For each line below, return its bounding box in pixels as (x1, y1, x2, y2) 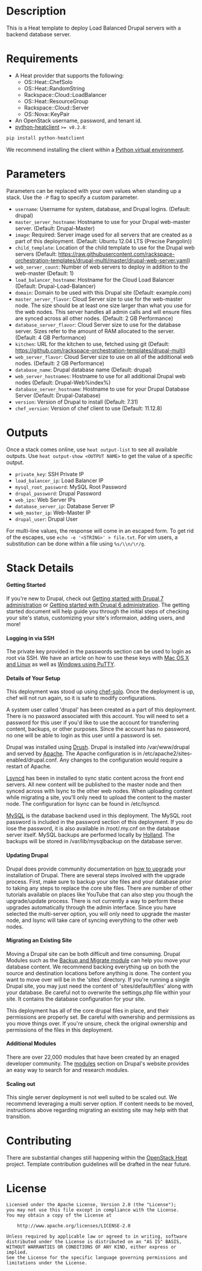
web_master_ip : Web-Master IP (14, 509, 91, 516)
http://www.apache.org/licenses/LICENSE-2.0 (17, 1223, 131, 1229)
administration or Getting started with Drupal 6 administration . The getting (6, 601, 190, 609)
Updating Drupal (6, 852, 49, 859)
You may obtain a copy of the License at (6, 1212, 112, 1218)
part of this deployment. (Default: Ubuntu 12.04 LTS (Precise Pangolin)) (14, 237, 192, 244)
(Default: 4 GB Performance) (14, 334, 86, 341)
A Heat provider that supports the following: (14, 71, 124, 79)
